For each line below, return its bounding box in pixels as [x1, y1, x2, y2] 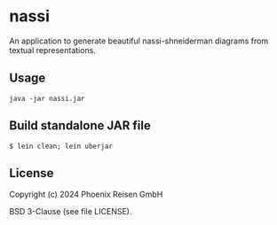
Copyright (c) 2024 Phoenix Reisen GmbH [9, 189, 163, 200]
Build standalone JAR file [9, 118, 151, 134]
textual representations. [9, 44, 96, 55]
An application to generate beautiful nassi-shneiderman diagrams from [9, 35, 269, 46]
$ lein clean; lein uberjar [9, 142, 114, 151]
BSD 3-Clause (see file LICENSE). [9, 206, 132, 217]
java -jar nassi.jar [9, 94, 86, 103]
